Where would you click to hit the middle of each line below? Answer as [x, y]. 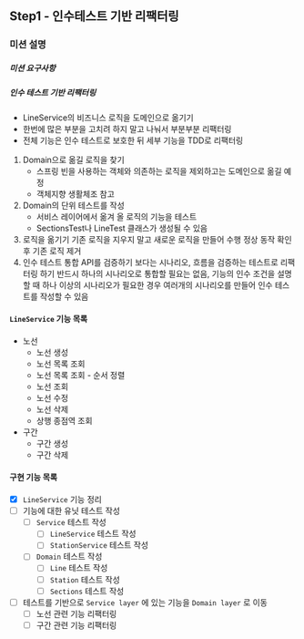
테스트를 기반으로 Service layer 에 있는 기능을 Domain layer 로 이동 [145, 602]
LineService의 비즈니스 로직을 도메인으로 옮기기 [108, 118]
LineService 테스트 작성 [93, 534]
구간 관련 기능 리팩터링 [76, 625]
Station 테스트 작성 [85, 579]
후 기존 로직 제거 [52, 251]
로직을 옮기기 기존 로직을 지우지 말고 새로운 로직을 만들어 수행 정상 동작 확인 [157, 239]
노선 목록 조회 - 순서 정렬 [81, 375]
